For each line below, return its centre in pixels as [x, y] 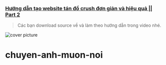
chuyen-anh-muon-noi [54, 55]
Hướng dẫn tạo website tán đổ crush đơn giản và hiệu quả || [79, 8]
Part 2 [13, 14]
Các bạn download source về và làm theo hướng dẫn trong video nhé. [89, 25]
